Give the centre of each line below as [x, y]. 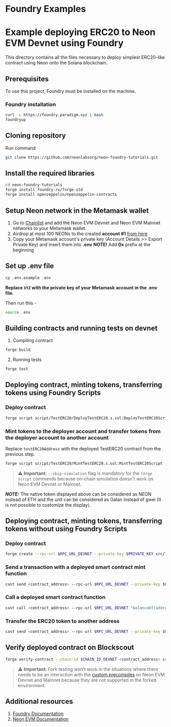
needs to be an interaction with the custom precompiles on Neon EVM [91, 674]
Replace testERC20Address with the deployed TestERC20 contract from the [83, 448]
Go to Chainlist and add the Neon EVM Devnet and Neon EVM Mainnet [87, 222]
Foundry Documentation [38, 714]
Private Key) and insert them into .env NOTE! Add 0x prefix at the [81, 244]
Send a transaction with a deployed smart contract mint [76, 567]
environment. [32, 685]
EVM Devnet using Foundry [64, 43]
